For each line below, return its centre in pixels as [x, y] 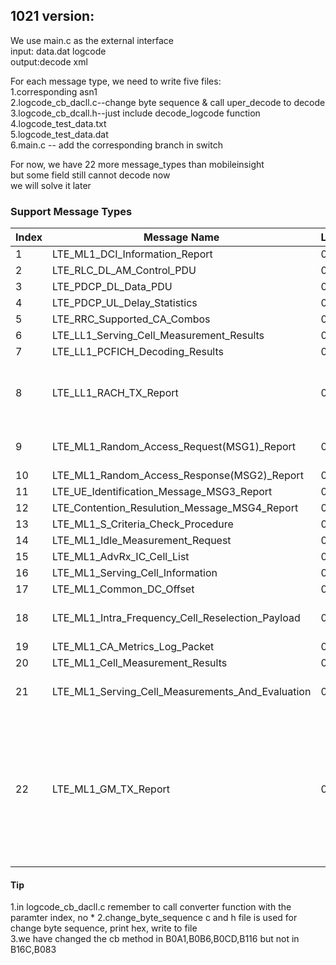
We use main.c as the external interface [92, 40]
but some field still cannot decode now [90, 175]
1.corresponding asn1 [54, 91]
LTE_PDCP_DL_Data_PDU [112, 287]
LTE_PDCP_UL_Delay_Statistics [125, 303]
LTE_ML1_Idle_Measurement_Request [142, 541]
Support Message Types [71, 211]
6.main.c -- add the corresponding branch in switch [116, 145]
